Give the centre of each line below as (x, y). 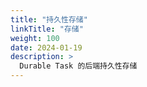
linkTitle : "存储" (47, 29)
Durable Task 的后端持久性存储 (78, 66)
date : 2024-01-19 (46, 47)
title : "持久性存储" (49, 19)
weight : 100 (35, 38)
